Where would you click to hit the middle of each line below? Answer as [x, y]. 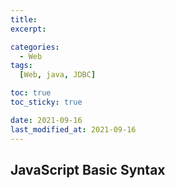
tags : [21, 66]
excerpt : [28, 29]
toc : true [31, 93]
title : [24, 19]
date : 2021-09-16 [46, 120]
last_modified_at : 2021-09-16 [73, 129]
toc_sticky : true [46, 102]
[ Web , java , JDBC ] [58, 75]
